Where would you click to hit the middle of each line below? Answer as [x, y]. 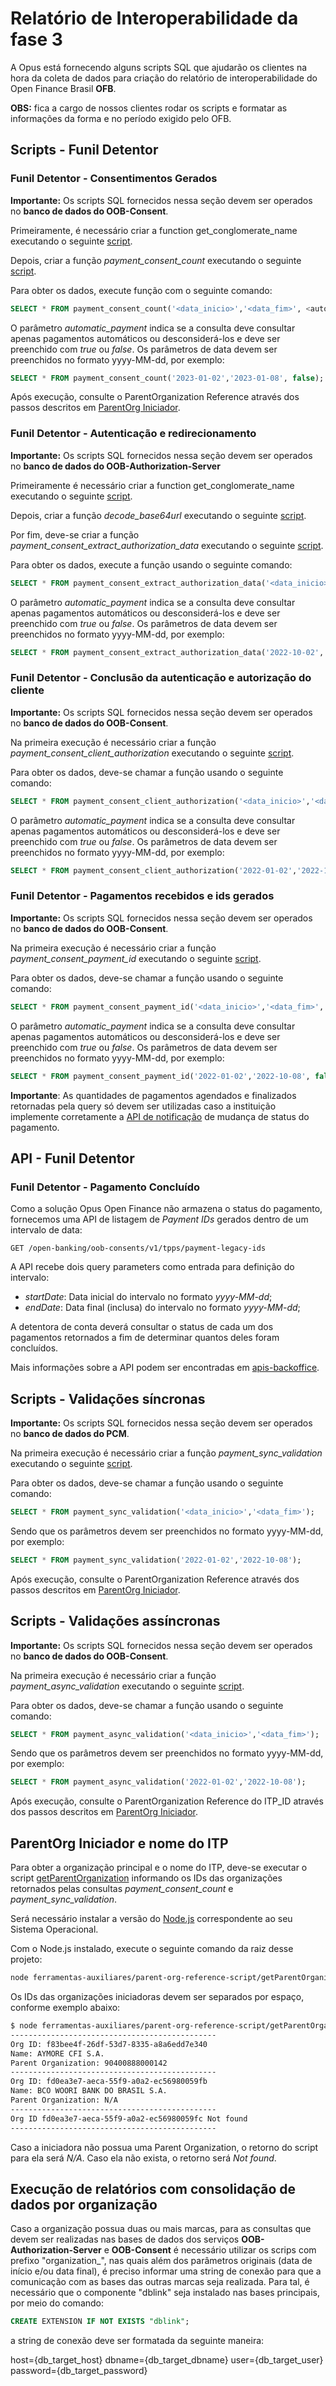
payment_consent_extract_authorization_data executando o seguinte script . [167, 545]
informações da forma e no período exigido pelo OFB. [121, 118]
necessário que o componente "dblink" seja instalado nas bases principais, [165, 2293]
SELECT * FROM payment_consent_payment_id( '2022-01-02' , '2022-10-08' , [160, 1076]
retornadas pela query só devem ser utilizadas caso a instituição [143, 1106]
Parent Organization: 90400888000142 [89, 2063]
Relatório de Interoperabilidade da [154, 18]
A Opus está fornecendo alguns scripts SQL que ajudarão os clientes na [159, 67]
